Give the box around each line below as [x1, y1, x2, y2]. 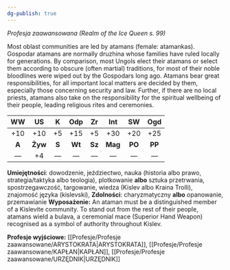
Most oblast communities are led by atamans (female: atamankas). [7, 42, 196, 50]
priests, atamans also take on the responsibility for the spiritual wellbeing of [7, 93, 221, 102]
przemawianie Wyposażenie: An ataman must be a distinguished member [7, 197, 218, 206]
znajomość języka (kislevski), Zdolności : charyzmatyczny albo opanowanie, [7, 190, 224, 199]
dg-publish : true [7, 10, 57, 17]
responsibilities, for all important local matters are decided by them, [7, 78, 198, 87]
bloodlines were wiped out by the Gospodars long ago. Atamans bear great [7, 71, 220, 80]
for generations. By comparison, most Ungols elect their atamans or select [7, 56, 218, 65]
